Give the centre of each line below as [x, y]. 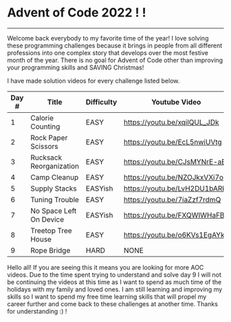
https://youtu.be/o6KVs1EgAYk [174, 235]
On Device [47, 219]
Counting [45, 127]
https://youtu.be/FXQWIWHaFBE [176, 215]
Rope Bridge [51, 250]
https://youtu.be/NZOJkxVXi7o [174, 177]
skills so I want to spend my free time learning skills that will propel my [107, 297]
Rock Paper [49, 138]
